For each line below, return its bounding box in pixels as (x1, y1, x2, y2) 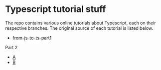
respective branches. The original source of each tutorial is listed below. (5, 25, 154, 31)
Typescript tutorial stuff (5, 3, 106, 15)
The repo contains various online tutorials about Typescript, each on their (5, 20, 156, 26)
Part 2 (5, 44, 18, 50)
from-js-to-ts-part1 (12, 35, 52, 41)
